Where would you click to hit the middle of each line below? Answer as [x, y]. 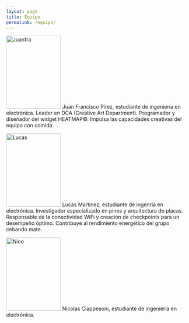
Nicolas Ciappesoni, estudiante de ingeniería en [120, 309]
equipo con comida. [30, 126]
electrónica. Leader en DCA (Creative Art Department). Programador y [90, 113]
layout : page [22, 11]
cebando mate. [24, 230]
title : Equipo [23, 17]
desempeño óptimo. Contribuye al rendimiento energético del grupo [88, 223]
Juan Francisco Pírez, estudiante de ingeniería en [121, 107]
